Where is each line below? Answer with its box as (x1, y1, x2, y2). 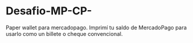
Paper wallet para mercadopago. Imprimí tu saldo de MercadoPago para (5, 24, 187, 31)
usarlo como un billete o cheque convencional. (5, 30, 123, 37)
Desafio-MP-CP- (5, 4, 93, 18)
